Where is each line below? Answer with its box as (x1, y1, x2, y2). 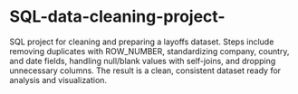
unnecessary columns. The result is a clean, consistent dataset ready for (9, 65, 282, 76)
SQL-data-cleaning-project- (9, 6, 226, 27)
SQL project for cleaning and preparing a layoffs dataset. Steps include (9, 36, 274, 47)
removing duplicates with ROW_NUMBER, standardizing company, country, (9, 45, 290, 56)
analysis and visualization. (9, 74, 107, 85)
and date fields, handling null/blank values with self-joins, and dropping (9, 55, 276, 66)
